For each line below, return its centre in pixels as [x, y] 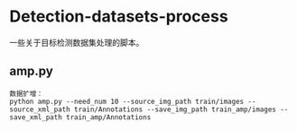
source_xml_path [40, 109]
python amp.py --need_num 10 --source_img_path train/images [127, 101]
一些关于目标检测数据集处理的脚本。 [77, 42]
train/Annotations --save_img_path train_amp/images [175, 109]
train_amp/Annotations [109, 117]
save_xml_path [36, 117]
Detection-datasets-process [119, 17]
